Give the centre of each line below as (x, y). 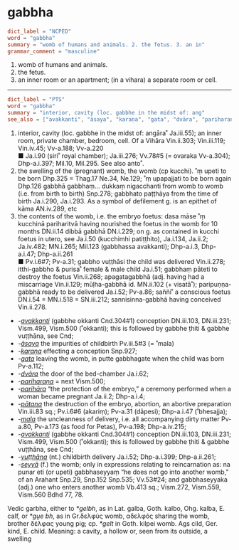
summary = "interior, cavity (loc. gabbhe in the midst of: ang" (106, 113)
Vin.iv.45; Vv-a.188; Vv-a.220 (60, 148)
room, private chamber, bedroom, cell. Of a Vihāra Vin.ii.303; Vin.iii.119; (121, 140)
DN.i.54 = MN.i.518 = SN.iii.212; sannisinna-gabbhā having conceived (119, 299)
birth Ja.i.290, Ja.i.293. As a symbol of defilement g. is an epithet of (117, 201)
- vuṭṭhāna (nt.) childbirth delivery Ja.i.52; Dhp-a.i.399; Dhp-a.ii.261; (117, 457)
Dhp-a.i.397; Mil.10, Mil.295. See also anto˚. (81, 163)
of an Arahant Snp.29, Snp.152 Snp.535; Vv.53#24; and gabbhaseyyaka (122, 479)
